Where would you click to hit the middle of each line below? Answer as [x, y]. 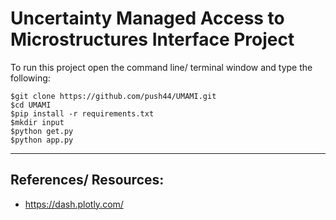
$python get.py [42, 131]
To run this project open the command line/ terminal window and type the [161, 67]
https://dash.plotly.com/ [74, 204]
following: [30, 78]
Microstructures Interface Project [152, 39]
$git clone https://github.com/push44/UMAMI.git [113, 96]
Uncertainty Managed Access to [147, 18]
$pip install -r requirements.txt [82, 113]
